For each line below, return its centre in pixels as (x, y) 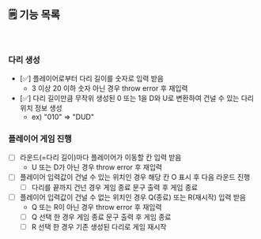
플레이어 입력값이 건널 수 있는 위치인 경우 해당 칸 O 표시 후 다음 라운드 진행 (135, 177)
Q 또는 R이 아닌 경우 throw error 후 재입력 (96, 207)
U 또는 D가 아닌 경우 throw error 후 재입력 (97, 167)
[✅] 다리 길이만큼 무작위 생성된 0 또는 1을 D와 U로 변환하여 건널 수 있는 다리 (137, 99)
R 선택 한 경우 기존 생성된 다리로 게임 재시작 (99, 226)
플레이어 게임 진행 (40, 139)
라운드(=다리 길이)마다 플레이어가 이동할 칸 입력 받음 (100, 158)
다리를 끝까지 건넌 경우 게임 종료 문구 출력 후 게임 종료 (115, 187)
